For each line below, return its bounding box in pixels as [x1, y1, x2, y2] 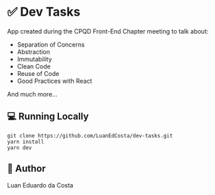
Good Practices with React [16, 77, 92, 85]
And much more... [7, 90, 58, 98]
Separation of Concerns [16, 40, 85, 49]
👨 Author [7, 163, 46, 174]
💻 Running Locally [7, 111, 89, 122]
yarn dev [7, 144, 32, 151]
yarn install [7, 138, 45, 145]
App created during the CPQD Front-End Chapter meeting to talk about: [7, 27, 209, 35]
